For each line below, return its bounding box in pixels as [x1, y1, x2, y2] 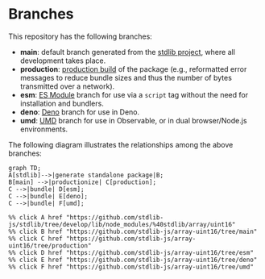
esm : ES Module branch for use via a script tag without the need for [19, 90, 248, 99]
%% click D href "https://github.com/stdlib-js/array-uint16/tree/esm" [8, 248, 254, 256]
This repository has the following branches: [8, 31, 153, 41]
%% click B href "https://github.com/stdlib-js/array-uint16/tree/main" [8, 227, 258, 235]
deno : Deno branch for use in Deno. [19, 106, 140, 117]
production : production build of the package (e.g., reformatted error [19, 64, 247, 73]
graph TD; [8, 164, 42, 172]
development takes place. [19, 56, 106, 65]
